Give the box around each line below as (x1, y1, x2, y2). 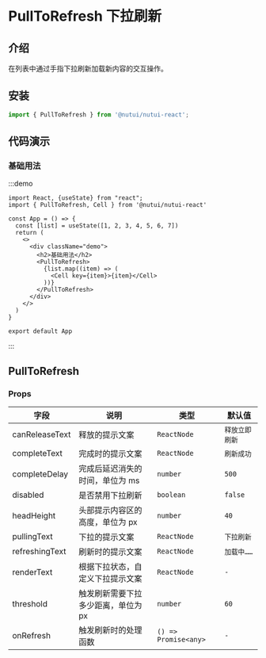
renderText (12, 567, 53, 578)
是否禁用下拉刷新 (78, 490, 142, 501)
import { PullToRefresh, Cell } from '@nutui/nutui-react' (8, 201, 207, 209)
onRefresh (12, 630, 51, 641)
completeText (12, 448, 63, 459)
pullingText (12, 531, 53, 542)
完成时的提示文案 (78, 449, 142, 460)
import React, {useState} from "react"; (8, 194, 144, 202)
